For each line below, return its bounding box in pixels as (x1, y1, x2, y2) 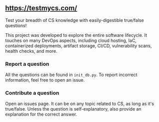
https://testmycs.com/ (5, 4, 77, 12)
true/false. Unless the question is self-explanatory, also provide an (5, 106, 142, 112)
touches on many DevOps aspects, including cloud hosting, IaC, (5, 37, 137, 43)
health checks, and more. (5, 48, 57, 54)
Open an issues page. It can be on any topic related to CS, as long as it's (5, 101, 155, 107)
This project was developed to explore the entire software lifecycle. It (5, 32, 148, 38)
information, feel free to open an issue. (5, 77, 85, 83)
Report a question (5, 60, 49, 67)
